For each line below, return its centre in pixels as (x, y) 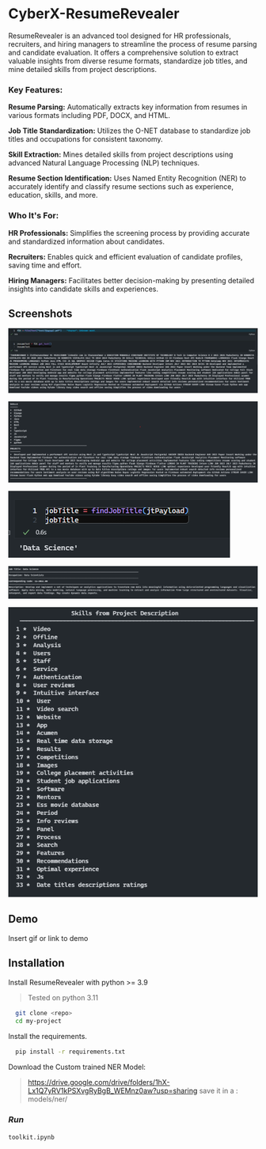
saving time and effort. (45, 265)
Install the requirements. (47, 1037)
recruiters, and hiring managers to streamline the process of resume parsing (133, 44)
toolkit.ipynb (32, 1138)
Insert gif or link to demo (48, 938)
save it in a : (219, 1091)
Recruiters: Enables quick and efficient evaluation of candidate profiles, (125, 256)
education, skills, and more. (53, 195)
